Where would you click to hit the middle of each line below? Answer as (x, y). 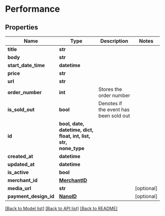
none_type (72, 148)
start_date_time (26, 65)
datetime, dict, (76, 130)
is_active (18, 172)
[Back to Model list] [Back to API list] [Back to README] (61, 208)
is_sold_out (21, 109)
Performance (33, 9)
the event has (114, 109)
